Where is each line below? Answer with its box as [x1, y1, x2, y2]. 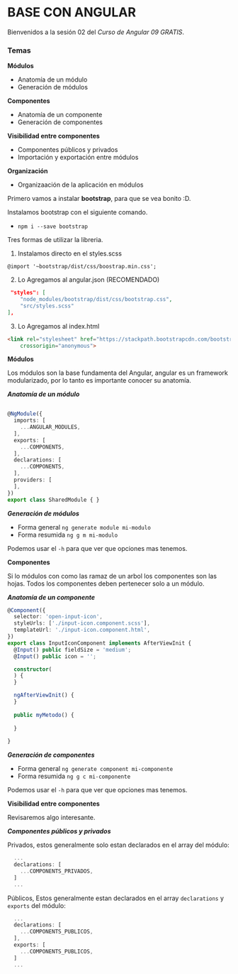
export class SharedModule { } [7, 496, 100, 503]
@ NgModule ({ [7, 410, 42, 417]
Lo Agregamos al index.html [17, 322, 100, 330]
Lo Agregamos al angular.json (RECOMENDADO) [17, 275, 160, 284]
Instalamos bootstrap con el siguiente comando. [7, 208, 148, 217]
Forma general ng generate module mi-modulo [17, 522, 151, 531]
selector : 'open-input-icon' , [13, 613, 103, 620]
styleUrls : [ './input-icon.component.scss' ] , [13, 620, 151, 627]
